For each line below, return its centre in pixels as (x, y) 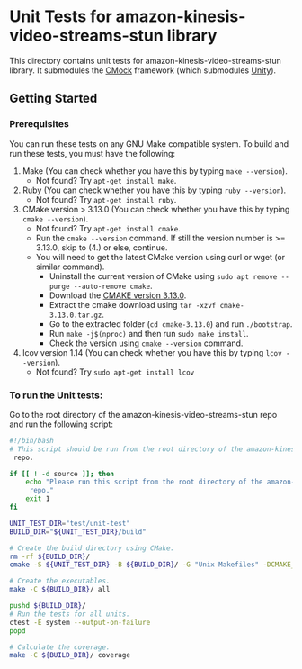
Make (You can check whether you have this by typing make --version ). (155, 171)
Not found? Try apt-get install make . (106, 180)
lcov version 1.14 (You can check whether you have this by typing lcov (152, 352)
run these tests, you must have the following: (93, 153)
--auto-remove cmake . (113, 285)
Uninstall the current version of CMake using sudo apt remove (163, 276)
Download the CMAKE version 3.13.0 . (118, 295)
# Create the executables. (60, 581)
